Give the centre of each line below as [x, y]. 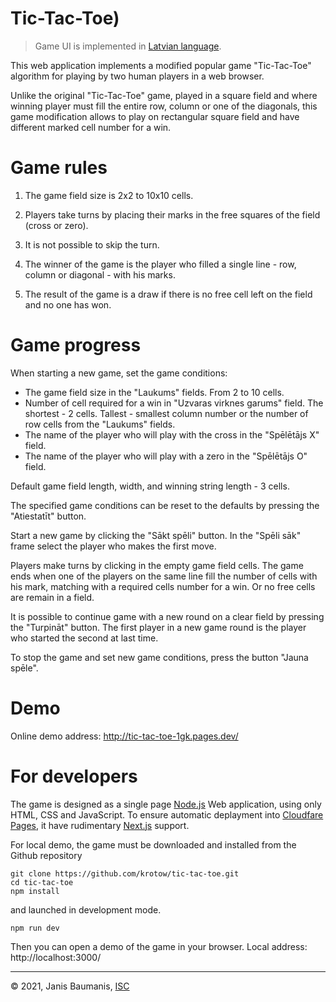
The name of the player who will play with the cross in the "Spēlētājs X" [172, 434]
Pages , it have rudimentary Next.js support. [100, 825]
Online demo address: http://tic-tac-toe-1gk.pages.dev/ [124, 736]
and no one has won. [68, 304]
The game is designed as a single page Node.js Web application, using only [166, 804]
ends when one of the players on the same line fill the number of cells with [164, 576]
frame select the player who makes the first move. [113, 546]
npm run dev [35, 928]
